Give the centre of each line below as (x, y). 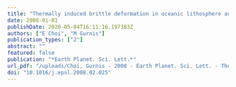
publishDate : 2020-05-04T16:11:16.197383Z (70, 27)
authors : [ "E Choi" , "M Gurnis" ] (56, 33)
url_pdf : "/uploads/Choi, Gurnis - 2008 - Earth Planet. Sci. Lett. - (113, 66)
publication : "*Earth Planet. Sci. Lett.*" (72, 60)
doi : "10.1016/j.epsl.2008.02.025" (59, 72)
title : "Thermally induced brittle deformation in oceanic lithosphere (114, 14)
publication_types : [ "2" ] (45, 40)
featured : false (31, 53)
